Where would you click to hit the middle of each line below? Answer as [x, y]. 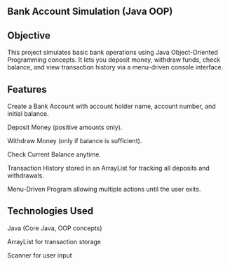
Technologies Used [50, 211]
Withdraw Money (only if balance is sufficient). [75, 141]
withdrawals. [26, 175]
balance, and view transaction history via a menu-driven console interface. [115, 67]
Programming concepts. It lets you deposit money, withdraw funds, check [114, 60]
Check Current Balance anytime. [54, 154]
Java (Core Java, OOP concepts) [55, 228]
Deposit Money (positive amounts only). [65, 127]
